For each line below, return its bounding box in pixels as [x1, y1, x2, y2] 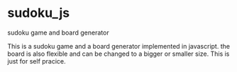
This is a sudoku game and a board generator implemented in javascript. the [7, 42, 231, 50]
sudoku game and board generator [7, 28, 109, 37]
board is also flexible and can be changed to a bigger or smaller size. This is [7, 49, 230, 58]
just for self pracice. [7, 56, 66, 65]
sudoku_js [7, 5, 70, 21]
